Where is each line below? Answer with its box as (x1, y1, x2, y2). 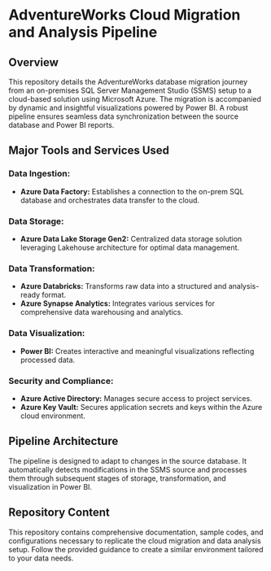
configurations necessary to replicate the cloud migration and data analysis (8, 535, 262, 546)
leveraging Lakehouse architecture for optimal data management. (20, 242, 240, 252)
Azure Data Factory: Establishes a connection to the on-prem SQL (20, 186, 244, 196)
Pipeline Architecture (8, 434, 119, 448)
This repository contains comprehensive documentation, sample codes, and (8, 527, 264, 537)
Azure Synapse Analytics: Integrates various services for (20, 299, 216, 308)
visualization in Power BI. (8, 482, 92, 491)
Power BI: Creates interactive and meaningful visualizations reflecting (20, 346, 255, 355)
